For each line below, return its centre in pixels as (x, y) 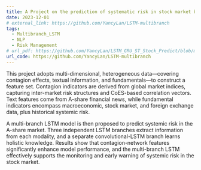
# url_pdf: (20, 51)
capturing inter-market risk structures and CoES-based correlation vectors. (99, 93)
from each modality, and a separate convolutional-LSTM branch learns (93, 136)
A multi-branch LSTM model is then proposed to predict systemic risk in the (100, 123)
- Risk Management (35, 46)
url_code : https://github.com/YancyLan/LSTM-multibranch (79, 56)
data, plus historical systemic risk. (48, 112)
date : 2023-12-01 (28, 17)
